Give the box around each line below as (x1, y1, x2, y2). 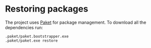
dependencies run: (5, 24, 43, 30)
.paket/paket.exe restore (5, 38, 58, 43)
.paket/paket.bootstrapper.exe (5, 34, 69, 39)
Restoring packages (5, 3, 88, 15)
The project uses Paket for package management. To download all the (5, 19, 147, 25)
